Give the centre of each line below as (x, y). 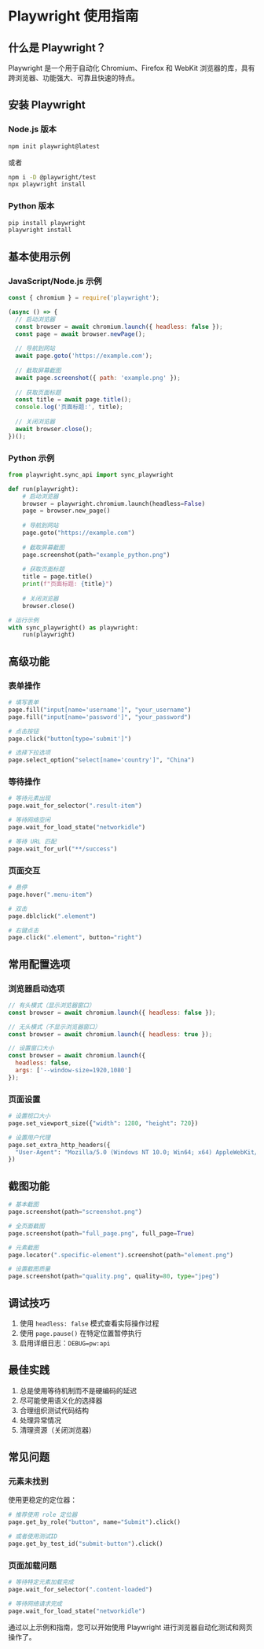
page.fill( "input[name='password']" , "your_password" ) (100, 717)
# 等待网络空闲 (29, 820)
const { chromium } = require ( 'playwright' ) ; (84, 298)
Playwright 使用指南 (73, 16)
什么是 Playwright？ (57, 48)
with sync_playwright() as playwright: (73, 627)
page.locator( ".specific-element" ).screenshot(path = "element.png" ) (121, 1255)
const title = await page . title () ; (73, 400)
